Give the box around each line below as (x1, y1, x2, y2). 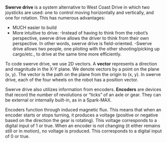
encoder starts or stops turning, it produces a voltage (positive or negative (5, 112, 159, 118)
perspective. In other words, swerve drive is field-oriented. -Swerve (12, 40, 152, 46)
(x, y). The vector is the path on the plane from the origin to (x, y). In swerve (5, 71, 161, 77)
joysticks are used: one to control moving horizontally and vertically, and (5, 9, 154, 15)
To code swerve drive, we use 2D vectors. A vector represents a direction (5, 61, 157, 66)
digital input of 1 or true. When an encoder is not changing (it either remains (5, 122, 161, 128)
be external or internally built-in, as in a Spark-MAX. (5, 97, 112, 103)
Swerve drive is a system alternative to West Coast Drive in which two (5, 4, 150, 10)
